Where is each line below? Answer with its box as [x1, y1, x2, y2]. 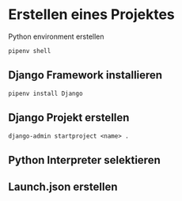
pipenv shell [8, 47, 51, 55]
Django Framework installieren [8, 69, 163, 82]
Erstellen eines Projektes [8, 6, 176, 24]
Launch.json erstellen [8, 180, 118, 194]
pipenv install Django [8, 89, 83, 97]
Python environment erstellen [8, 32, 104, 41]
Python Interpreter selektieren [8, 153, 161, 167]
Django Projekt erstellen [8, 111, 130, 124]
